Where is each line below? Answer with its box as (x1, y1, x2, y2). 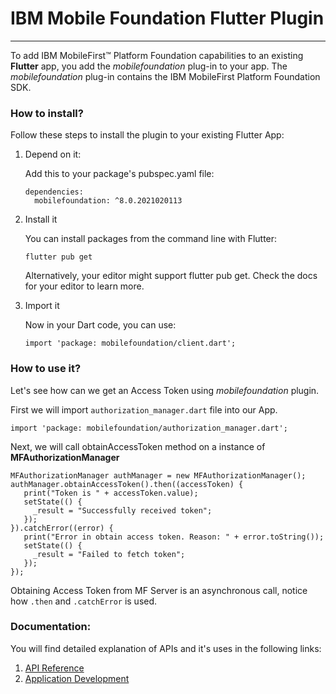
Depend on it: (24, 148, 82, 161)
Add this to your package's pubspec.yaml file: (24, 168, 215, 180)
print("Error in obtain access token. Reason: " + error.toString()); (23, 532, 325, 542)
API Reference (24, 662, 85, 674)
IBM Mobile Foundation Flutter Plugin (10, 7, 325, 30)
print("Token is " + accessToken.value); (23, 488, 199, 498)
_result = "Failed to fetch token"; (32, 549, 186, 559)
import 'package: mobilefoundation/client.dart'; (24, 338, 237, 349)
